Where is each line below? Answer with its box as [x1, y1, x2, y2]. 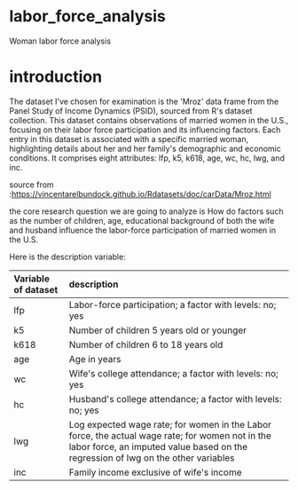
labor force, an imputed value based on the [68, 440, 248, 453]
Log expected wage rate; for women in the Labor [68, 418, 272, 431]
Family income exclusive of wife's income [68, 466, 242, 478]
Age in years [68, 352, 122, 365]
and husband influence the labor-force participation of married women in [9, 225, 277, 235]
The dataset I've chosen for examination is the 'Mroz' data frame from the [9, 96, 279, 107]
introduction [9, 67, 103, 87]
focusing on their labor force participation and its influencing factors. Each [9, 124, 281, 135]
